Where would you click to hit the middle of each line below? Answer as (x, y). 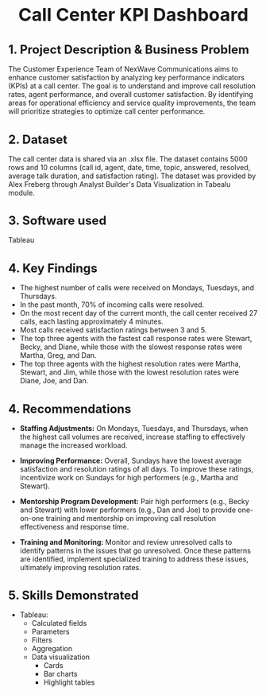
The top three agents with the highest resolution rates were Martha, (130, 364)
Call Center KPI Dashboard (133, 15)
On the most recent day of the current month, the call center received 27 (139, 313)
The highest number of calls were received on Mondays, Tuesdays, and (137, 288)
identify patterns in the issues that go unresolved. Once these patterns (135, 550)
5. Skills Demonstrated (73, 596)
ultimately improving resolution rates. (80, 567)
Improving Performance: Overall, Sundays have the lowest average (131, 460)
